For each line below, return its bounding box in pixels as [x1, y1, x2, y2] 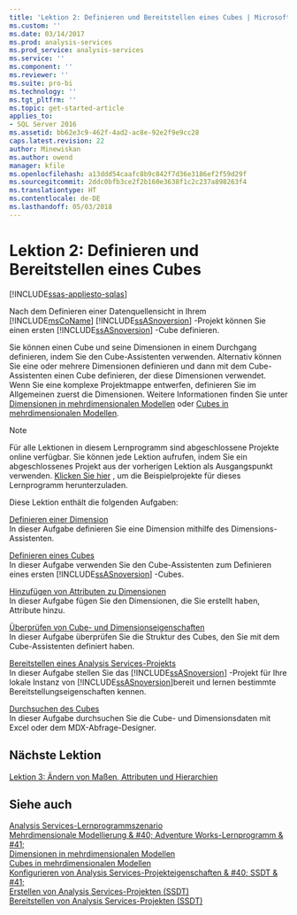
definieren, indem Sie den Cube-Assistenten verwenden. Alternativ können [9, 351, 282, 361]
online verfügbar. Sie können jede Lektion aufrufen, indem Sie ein [9, 451, 247, 461]
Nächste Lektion [9, 748, 102, 763]
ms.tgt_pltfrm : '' [9, 95, 77, 105]
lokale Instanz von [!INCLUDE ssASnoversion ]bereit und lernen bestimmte [9, 677, 277, 687]
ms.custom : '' [9, 21, 62, 30]
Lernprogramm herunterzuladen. [9, 479, 128, 490]
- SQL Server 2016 [9, 120, 77, 129]
